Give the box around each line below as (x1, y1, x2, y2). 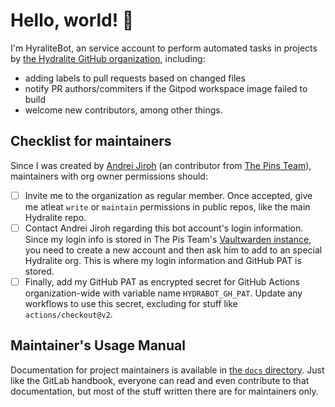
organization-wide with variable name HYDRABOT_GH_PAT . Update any (24, 287, 303, 299)
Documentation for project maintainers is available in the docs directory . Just (10, 364, 325, 376)
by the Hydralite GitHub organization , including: (10, 52, 206, 64)
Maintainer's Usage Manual (10, 337, 186, 354)
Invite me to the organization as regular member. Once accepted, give (24, 189, 313, 201)
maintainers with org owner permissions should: (10, 170, 208, 182)
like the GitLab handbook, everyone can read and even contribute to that (10, 374, 310, 386)
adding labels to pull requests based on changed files (24, 72, 246, 84)
